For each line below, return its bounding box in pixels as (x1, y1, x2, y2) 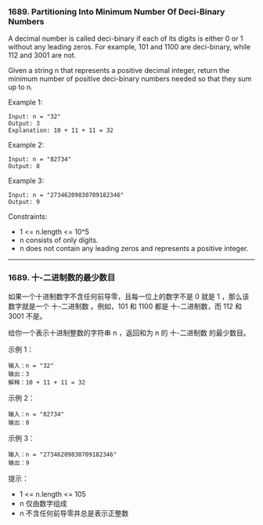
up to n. (8, 82, 33, 92)
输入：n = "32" (8, 362, 54, 370)
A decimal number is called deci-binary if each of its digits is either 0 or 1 (8, 34, 243, 43)
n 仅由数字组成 (19, 498, 68, 508)
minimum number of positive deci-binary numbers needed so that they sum (8, 74, 252, 84)
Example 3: (8, 176, 45, 186)
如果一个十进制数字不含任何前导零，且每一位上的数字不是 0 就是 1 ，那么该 (8, 291, 250, 301)
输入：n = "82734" (8, 410, 65, 418)
